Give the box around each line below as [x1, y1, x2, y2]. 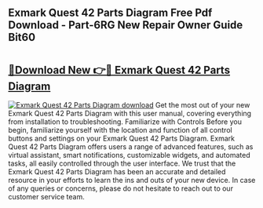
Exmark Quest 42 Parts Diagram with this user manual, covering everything [8, 109, 252, 118]
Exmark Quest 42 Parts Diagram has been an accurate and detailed [8, 167, 226, 176]
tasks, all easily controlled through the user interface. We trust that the [8, 159, 236, 168]
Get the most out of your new [155, 100, 250, 109]
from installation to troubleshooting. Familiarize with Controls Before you [8, 117, 242, 126]
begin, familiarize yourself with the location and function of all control [8, 126, 233, 134]
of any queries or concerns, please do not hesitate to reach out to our [8, 184, 234, 193]
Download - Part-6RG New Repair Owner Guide [8, 19, 243, 32]
